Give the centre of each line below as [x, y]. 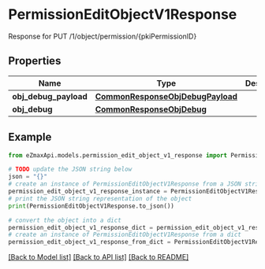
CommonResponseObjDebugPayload [166, 96]
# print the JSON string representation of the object [100, 198]
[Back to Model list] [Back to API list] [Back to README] [99, 257]
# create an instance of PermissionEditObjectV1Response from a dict [125, 235]
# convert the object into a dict [65, 220]
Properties [35, 61]
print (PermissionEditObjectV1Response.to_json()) [91, 206]
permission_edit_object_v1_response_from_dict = [90, 242]
